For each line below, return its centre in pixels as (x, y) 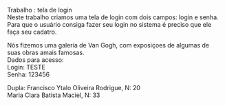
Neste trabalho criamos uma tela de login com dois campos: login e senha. (113, 17)
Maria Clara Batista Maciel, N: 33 (54, 95)
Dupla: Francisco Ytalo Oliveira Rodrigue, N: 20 (74, 88)
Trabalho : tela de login (40, 10)
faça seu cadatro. (32, 32)
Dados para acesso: (35, 60)
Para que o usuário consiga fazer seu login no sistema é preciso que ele (109, 24)
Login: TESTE (26, 67)
